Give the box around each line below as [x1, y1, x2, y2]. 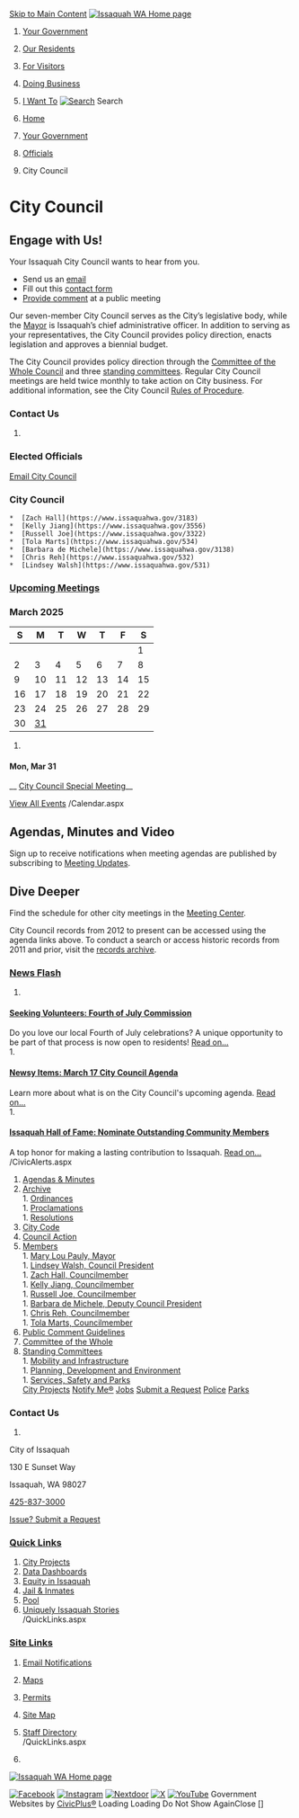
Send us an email [22, 274, 87, 284]
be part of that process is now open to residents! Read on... [9, 1037, 229, 1047]
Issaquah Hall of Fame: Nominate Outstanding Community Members [9, 1127, 269, 1137]
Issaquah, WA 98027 [9, 1479, 87, 1490]
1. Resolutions [22, 1212, 74, 1223]
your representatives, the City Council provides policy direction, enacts [9, 329, 272, 340]
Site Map [22, 1709, 56, 1720]
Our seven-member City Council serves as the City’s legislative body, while [9, 310, 287, 321]
